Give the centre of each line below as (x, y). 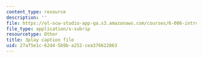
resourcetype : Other (32, 34)
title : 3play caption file (40, 40)
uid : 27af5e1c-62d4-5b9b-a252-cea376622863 (62, 46)
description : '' (27, 18)
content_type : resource (36, 12)
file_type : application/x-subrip (48, 29)
